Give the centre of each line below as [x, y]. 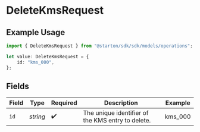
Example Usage [36, 32]
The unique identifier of [116, 113]
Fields [18, 86]
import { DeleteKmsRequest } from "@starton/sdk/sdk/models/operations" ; [100, 46]
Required [64, 103]
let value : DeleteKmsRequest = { [48, 56]
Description [121, 103]
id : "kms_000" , [36, 62]
